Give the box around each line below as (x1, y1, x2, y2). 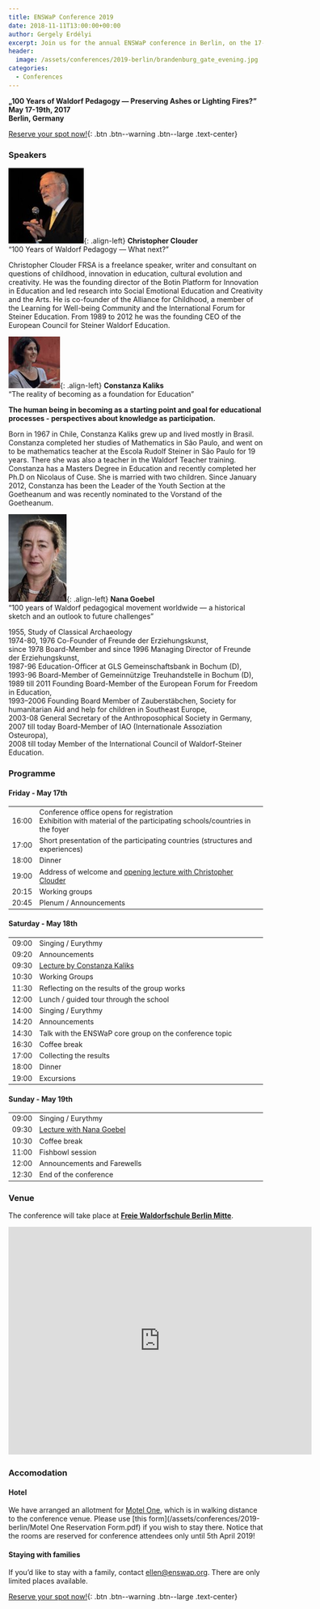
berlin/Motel (8, 1522, 49, 1532)
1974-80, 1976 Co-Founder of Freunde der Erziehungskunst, (8, 636, 208, 645)
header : (8, 47, 35, 56)
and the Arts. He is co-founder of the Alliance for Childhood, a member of (8, 295, 254, 304)
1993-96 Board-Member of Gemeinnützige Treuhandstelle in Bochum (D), (8, 670, 255, 680)
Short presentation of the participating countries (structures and (39, 836, 253, 845)
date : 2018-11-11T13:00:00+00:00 (8, 21, 121, 30)
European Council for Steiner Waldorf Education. (8, 321, 171, 330)
